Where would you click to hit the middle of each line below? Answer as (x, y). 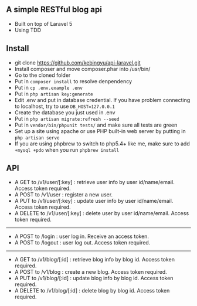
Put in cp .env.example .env (49, 87)
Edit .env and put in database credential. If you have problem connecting (102, 100)
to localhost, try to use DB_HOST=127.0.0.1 (65, 106)
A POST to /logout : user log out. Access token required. (82, 243)
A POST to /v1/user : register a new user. (64, 195)
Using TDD (28, 30)
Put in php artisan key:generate (54, 94)
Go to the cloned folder (43, 75)
